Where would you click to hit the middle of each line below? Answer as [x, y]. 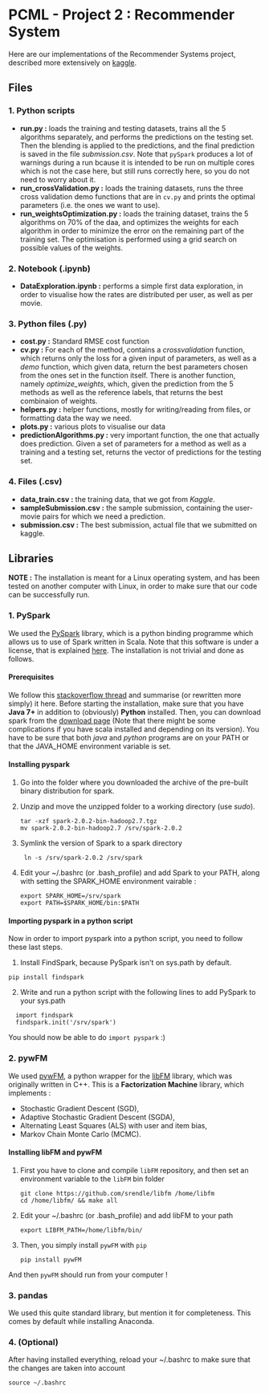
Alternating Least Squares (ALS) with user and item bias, [113, 1125]
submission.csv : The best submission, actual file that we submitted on [139, 524]
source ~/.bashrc [37, 1383]
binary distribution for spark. [67, 791]
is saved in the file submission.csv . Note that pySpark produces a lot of [137, 153]
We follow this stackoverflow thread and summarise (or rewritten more [125, 695]
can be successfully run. [49, 595]
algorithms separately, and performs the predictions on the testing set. [137, 137]
